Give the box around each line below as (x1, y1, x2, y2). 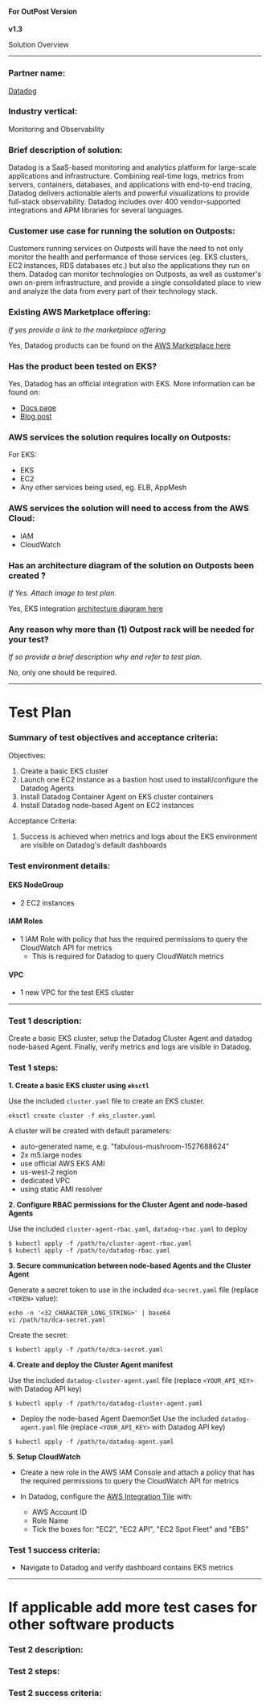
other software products (8, 1615, 175, 1634)
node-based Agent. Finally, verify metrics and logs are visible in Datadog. (8, 1042, 252, 1052)
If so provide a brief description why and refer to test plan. (8, 652, 202, 662)
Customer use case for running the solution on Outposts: (8, 225, 235, 237)
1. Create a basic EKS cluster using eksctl (8, 1080, 150, 1090)
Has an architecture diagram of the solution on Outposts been (8, 559, 255, 571)
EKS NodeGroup (8, 880, 64, 889)
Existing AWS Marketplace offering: (8, 307, 151, 318)
